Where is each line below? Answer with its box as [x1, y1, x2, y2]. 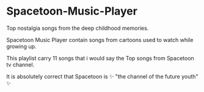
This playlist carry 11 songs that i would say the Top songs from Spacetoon [6, 54, 194, 62]
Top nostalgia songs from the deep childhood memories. [6, 24, 149, 32]
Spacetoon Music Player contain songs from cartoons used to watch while [6, 36, 194, 43]
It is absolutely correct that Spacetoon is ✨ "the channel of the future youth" [6, 73, 199, 80]
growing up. [6, 43, 37, 50]
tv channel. [6, 61, 35, 68]
